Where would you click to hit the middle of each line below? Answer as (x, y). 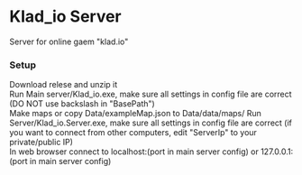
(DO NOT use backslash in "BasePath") (82, 104)
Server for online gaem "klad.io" (69, 41)
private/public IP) (41, 143)
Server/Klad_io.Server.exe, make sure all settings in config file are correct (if (151, 123)
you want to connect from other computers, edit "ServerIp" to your (133, 133)
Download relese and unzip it (64, 85)
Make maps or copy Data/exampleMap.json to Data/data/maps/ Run (135, 114)
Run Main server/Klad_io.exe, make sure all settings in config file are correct (151, 94)
